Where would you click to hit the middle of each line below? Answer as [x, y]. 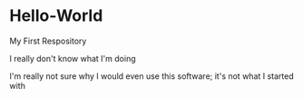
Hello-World [56, 16]
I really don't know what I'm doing [73, 58]
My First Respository [48, 41]
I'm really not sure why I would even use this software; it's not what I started [152, 76]
